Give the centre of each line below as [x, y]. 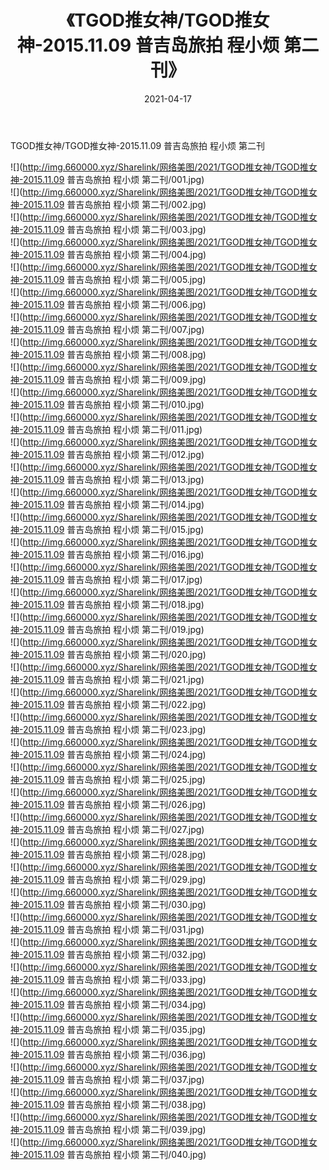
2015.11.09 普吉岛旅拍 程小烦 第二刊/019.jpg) [113, 629]
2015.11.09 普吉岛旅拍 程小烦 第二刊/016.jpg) [113, 554]
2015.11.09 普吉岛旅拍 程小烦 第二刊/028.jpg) [114, 854]
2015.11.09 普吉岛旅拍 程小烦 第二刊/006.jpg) [114, 304]
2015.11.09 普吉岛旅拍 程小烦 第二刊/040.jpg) [114, 1154]
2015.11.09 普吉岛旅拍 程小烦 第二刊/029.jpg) [114, 879]
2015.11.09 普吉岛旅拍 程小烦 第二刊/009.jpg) [114, 379]
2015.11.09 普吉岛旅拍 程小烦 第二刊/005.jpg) [114, 279]
